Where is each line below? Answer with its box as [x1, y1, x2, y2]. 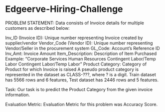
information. [5, 92, 30, 98]
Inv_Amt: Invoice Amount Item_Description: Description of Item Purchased [5, 51, 157, 56]
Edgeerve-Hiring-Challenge [5, 3, 123, 15]
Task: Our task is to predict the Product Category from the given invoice [5, 86, 153, 92]
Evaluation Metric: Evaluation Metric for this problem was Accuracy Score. [5, 101, 158, 107]
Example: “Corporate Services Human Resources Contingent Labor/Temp [5, 56, 156, 61]
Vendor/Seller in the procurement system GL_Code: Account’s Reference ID [5, 45, 161, 51]
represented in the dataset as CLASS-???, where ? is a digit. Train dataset [5, 71, 156, 77]
